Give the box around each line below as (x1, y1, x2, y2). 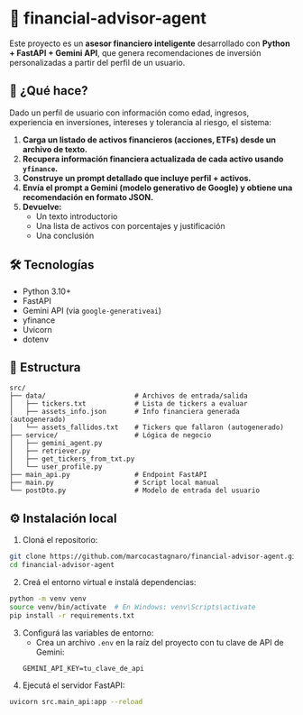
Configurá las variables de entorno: (22, 627, 154, 638)
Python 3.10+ (22, 286, 72, 297)
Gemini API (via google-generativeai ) (22, 305, 162, 316)
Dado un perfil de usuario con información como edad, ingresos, (9, 107, 250, 118)
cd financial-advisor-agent (9, 561, 115, 570)
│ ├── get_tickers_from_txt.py (9, 454, 135, 463)
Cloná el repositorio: (22, 535, 98, 545)
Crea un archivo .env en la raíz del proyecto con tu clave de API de (35, 637, 284, 647)
